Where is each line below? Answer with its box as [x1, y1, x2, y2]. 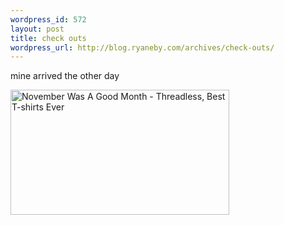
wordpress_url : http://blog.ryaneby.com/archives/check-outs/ [10, 42, 275, 53]
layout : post [10, 24, 65, 34]
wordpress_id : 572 [10, 14, 87, 25]
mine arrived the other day [10, 70, 120, 82]
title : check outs [10, 33, 87, 43]
